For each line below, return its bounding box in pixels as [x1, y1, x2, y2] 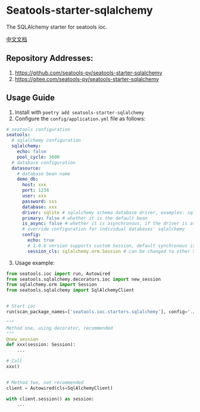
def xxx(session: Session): [6, 342, 76, 348]
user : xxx [21, 193, 46, 199]
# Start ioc [6, 303, 36, 309]
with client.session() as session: [6, 396, 95, 402]
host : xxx [21, 182, 46, 188]
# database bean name [17, 171, 70, 176]
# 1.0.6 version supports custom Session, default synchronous [27, 243, 187, 249]
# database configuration [11, 159, 76, 166]
